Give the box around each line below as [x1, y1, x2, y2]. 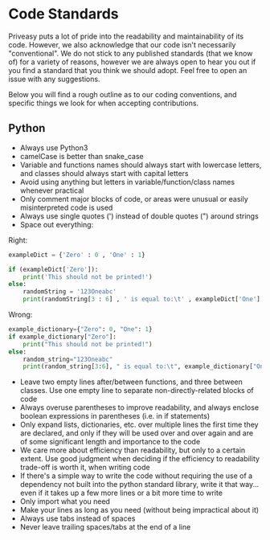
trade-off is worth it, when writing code [19, 463, 150, 472]
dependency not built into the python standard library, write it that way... [19, 480, 260, 489]
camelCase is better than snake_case [19, 151, 144, 161]
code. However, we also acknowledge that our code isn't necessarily [8, 39, 236, 49]
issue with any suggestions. [8, 74, 100, 84]
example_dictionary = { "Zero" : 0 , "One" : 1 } [8, 325, 153, 333]
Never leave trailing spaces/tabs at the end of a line [19, 522, 191, 532]
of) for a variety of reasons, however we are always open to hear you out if [8, 57, 256, 67]
